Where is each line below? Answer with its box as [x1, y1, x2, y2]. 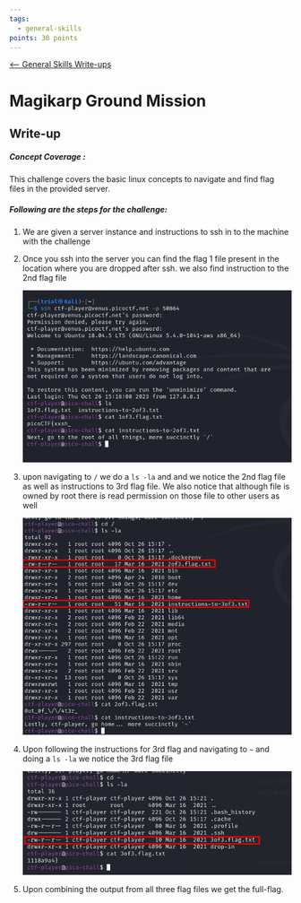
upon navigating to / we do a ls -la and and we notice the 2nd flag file [21, 471, 287, 482]
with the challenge [21, 236, 91, 247]
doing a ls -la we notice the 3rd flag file [21, 753, 173, 764]
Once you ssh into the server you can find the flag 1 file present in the [21, 253, 279, 264]
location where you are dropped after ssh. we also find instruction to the [21, 263, 289, 274]
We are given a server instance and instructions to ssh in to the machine [21, 226, 289, 237]
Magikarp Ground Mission [9, 91, 207, 111]
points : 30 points [9, 33, 78, 42]
